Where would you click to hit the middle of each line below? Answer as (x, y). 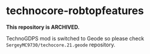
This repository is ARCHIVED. (43, 27)
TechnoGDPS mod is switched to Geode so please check (75, 38)
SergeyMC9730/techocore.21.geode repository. (61, 45)
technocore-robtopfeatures (75, 11)
